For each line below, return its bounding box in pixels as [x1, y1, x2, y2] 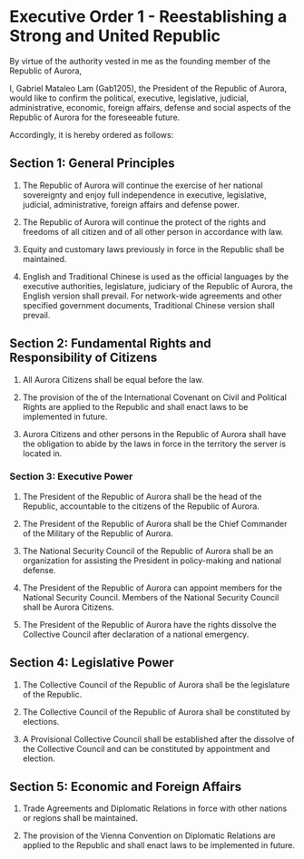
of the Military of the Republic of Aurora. [22, 528, 174, 539]
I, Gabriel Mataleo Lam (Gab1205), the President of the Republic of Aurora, [9, 83, 288, 93]
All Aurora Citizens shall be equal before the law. [22, 374, 204, 385]
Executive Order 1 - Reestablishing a [9, 6, 288, 27]
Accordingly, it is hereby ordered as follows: [9, 129, 174, 140]
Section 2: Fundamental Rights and [9, 336, 211, 351]
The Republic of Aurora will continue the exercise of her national [22, 180, 263, 190]
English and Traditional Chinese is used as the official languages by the [22, 270, 289, 282]
